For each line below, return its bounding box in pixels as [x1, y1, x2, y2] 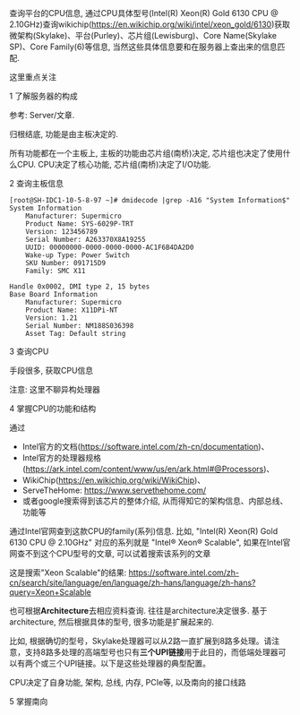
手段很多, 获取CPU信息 [9, 366, 94, 375]
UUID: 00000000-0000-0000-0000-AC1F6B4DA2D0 [25, 243, 194, 252]
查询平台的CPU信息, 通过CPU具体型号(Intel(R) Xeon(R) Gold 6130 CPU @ [9, 8, 279, 18]
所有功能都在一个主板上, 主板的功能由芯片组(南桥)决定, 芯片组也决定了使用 [9, 148, 284, 159]
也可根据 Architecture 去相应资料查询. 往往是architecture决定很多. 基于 [9, 606, 268, 616]
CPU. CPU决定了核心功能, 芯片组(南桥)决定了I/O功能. [16, 159, 212, 169]
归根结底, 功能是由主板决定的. [9, 129, 119, 139]
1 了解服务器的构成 [9, 90, 78, 101]
